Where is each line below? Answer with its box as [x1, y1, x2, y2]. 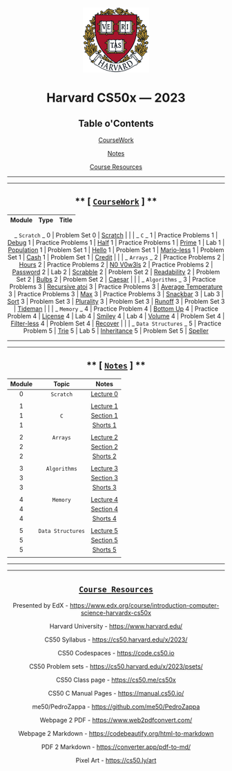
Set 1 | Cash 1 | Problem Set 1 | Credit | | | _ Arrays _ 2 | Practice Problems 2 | [7, 253, 225, 261]
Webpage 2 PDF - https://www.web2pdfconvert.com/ [39, 716, 193, 724]
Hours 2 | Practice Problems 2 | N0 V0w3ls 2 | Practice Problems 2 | [19, 260, 213, 269]
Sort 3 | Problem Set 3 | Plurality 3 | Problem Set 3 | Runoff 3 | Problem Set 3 [7, 297, 225, 305]
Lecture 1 [90, 401, 119, 410]
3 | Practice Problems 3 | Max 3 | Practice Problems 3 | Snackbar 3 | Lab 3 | [8, 289, 224, 298]
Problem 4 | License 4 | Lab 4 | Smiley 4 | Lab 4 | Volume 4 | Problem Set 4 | [7, 311, 225, 320]
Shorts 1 [92, 421, 117, 429]
